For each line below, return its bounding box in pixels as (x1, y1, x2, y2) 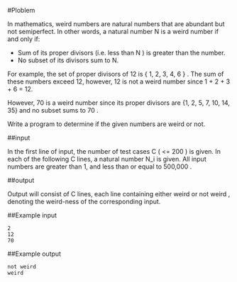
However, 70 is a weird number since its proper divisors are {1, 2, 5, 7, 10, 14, (7, 98, 231, 107)
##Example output (7, 249, 62, 258)
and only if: (7, 35, 40, 43)
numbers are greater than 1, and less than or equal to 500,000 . (7, 162, 192, 171)
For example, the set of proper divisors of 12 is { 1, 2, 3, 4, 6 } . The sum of (7, 70, 224, 78)
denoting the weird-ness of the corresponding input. (7, 198, 161, 205)
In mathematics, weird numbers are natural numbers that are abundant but (7, 20, 225, 28)
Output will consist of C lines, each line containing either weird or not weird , (7, 190, 231, 198)
